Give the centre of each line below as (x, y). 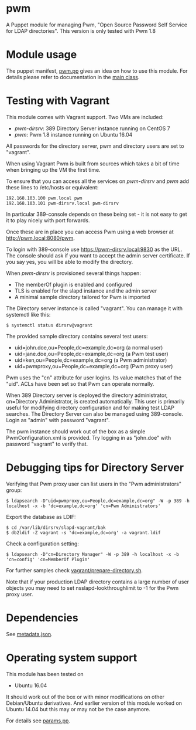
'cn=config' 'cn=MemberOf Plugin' (48, 559)
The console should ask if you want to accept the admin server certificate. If (98, 255)
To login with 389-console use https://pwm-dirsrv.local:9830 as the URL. (94, 249)
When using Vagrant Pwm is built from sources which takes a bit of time (93, 164)
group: (14, 490)
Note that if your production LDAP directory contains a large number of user (97, 582)
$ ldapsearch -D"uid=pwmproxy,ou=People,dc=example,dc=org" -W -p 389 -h (98, 501)
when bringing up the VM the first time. (53, 169)
